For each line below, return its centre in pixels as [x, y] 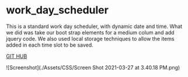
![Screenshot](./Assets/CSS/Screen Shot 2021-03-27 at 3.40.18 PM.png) [93, 67]
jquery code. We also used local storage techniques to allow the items [90, 38]
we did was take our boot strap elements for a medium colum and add [90, 32]
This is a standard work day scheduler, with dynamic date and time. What [94, 26]
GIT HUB [17, 56]
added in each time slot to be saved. [50, 45]
